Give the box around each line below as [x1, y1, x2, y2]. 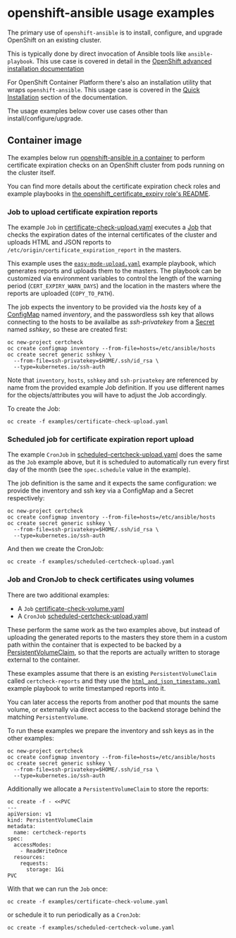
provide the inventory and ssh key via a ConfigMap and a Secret [7, 486, 194, 495]
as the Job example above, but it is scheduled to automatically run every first [7, 458, 230, 467]
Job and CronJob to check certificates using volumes [7, 574, 195, 584]
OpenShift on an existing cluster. [7, 35, 102, 44]
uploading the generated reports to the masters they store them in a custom [7, 633, 228, 641]
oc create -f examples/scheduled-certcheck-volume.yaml [7, 924, 175, 931]
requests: [20, 860, 49, 867]
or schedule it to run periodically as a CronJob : [7, 911, 141, 919]
